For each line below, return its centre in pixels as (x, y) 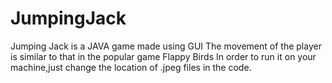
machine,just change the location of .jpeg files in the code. (131, 67)
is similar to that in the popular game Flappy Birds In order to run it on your (163, 56)
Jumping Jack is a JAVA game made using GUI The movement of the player (166, 46)
